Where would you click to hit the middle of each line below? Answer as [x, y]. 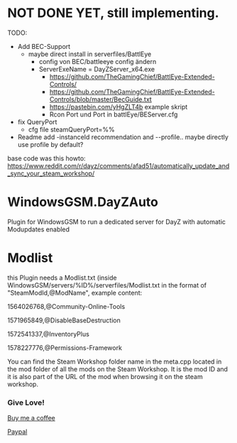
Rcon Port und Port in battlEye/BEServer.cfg [114, 114]
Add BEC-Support [44, 46]
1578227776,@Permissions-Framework [65, 348]
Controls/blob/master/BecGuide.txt [101, 99]
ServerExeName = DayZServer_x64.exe [97, 69]
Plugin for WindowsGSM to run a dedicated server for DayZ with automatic [116, 221]
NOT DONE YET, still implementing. [113, 13]
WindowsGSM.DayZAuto [83, 202]
